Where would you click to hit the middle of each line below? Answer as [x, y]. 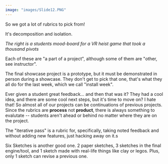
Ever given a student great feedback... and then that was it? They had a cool [84, 94]
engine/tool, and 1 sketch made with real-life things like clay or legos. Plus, [82, 150]
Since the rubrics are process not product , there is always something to [80, 110]
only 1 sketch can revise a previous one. [47, 156]
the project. [17, 120]
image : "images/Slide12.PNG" [36, 10]
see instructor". [21, 64]
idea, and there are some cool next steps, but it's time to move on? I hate [80, 99]
